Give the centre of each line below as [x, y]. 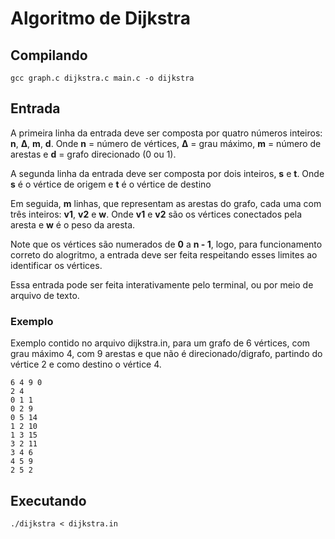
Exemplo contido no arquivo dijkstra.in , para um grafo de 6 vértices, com [160, 343]
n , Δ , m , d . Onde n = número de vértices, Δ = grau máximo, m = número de [166, 143]
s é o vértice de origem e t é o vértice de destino [111, 184]
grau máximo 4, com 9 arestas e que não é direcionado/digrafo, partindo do [166, 354]
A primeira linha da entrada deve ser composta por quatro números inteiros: [166, 133]
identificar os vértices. [56, 265]
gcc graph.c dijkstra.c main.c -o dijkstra [102, 78]
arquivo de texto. [45, 295]
